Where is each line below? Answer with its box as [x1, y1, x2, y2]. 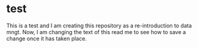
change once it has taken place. [6, 35, 87, 42]
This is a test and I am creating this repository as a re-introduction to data [6, 22, 192, 29]
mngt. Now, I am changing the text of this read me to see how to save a [6, 28, 186, 35]
